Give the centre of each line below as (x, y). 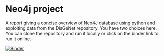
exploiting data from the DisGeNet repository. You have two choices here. (81, 28)
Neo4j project (34, 9)
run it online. (18, 39)
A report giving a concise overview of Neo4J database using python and (80, 23)
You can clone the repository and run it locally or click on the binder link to (82, 33)
